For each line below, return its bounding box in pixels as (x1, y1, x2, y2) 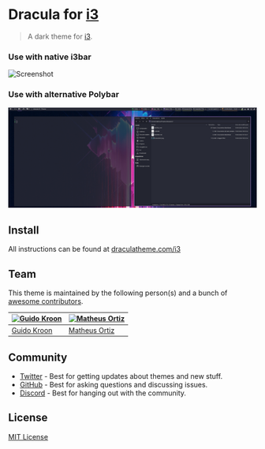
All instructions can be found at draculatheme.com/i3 (8, 245, 181, 254)
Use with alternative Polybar (8, 89, 120, 100)
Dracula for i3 (8, 6, 99, 24)
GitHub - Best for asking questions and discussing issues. (19, 380, 208, 389)
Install (8, 223, 39, 237)
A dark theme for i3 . (27, 32, 93, 41)
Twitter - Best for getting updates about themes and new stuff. (19, 371, 223, 380)
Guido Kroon (11, 325, 53, 335)
